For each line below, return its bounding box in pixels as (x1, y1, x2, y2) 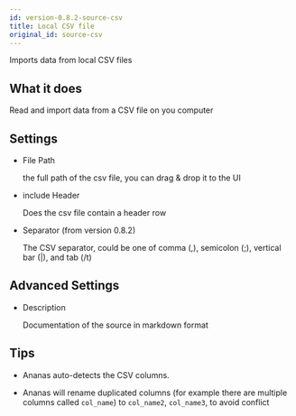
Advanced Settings (9, 278, 120, 293)
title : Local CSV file (9, 22, 95, 31)
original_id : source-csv (9, 30, 103, 39)
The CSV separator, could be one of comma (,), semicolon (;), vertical (22, 243, 282, 253)
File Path (22, 155, 56, 165)
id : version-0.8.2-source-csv (9, 13, 124, 23)
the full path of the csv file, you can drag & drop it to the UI (22, 172, 241, 183)
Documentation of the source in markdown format (22, 319, 209, 330)
